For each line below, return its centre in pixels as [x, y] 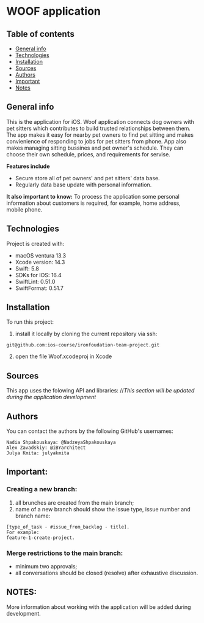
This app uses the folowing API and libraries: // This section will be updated [100, 391]
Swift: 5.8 [27, 269]
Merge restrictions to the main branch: [65, 553]
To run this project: [30, 322]
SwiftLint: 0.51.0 [35, 281]
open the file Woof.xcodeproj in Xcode [64, 356]
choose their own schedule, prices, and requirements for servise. [89, 154]
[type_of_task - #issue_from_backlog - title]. [68, 527]
